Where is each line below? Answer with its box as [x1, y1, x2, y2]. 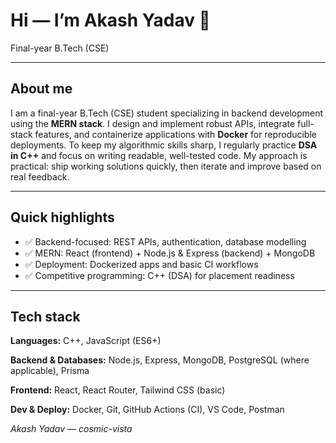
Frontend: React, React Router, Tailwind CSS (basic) [10, 384, 226, 396]
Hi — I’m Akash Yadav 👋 [10, 9, 211, 32]
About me [10, 80, 73, 98]
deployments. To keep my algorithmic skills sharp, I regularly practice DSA [10, 139, 318, 151]
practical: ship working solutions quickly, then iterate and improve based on [10, 160, 322, 172]
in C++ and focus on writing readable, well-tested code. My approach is [10, 149, 308, 161]
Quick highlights [10, 209, 115, 226]
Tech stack [10, 308, 81, 325]
